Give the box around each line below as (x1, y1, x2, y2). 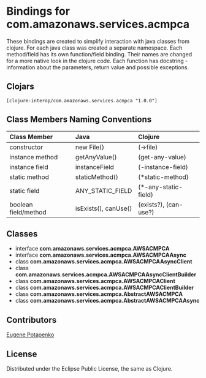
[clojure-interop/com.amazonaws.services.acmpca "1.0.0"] (6, 97, 158, 104)
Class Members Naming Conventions (6, 115, 152, 125)
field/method (9, 208, 47, 216)
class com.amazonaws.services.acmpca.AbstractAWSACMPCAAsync (15, 297, 200, 304)
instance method (9, 153, 58, 161)
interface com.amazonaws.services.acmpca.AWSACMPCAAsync (15, 251, 187, 259)
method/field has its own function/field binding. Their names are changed (6, 50, 193, 58)
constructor (9, 143, 44, 151)
